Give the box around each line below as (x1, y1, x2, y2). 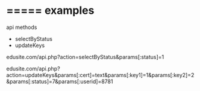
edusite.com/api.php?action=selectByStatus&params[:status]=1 (6, 53, 164, 60)
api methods (6, 24, 37, 31)
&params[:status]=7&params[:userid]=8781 (6, 78, 113, 85)
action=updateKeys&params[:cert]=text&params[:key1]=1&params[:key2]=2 (6, 71, 195, 78)
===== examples (6, 4, 95, 17)
